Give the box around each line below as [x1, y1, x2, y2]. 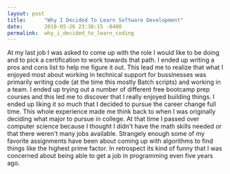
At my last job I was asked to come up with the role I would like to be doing [7, 49, 220, 57]
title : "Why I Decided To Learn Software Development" [7, 17, 184, 24]
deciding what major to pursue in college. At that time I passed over [7, 115, 200, 123]
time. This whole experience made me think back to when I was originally [7, 107, 216, 116]
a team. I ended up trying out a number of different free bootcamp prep [7, 85, 211, 94]
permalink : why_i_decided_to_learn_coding [7, 29, 135, 37]
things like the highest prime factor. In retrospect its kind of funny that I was [7, 144, 222, 153]
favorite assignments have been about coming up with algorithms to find [7, 137, 213, 146]
